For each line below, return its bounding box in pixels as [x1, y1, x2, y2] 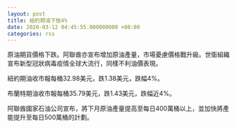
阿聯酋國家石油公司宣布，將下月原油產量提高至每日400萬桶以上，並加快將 [7, 104, 224, 113]
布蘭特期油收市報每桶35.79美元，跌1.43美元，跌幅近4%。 [7, 89, 176, 98]
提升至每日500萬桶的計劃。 [13, 113, 93, 122]
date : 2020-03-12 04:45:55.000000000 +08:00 [7, 23, 140, 30]
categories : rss [7, 30, 55, 37]
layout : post [7, 10, 46, 18]
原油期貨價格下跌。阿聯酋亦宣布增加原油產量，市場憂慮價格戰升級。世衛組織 [7, 50, 230, 59]
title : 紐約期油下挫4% [7, 17, 68, 24]
